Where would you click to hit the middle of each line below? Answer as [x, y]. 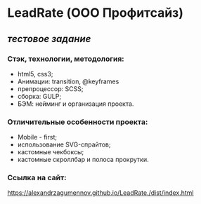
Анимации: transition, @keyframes [68, 81]
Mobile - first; [37, 137]
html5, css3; [35, 74]
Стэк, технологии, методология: [66, 59]
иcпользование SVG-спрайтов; [64, 144]
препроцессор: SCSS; [50, 88]
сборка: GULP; [39, 96]
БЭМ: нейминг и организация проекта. [76, 104]
